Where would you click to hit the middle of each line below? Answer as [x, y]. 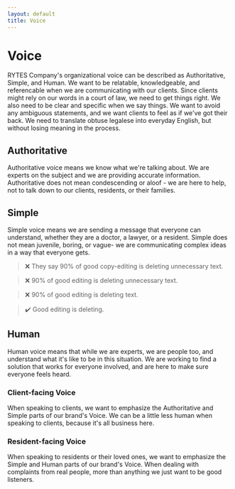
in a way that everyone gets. [49, 252]
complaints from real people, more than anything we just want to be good [115, 472]
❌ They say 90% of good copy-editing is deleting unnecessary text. [124, 267]
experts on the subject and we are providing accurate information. [104, 176]
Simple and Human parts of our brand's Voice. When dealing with [103, 464]
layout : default [31, 14]
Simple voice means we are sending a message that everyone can [104, 230]
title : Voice [27, 21]
